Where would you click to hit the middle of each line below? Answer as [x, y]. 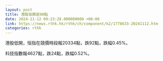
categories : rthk [23, 28]
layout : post [19, 10]
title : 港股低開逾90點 [27, 14]
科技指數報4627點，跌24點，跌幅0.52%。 [49, 54]
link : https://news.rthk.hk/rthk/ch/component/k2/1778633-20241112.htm [81, 24]
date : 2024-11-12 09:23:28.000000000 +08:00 [52, 19]
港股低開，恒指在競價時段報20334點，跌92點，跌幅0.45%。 [68, 43]
